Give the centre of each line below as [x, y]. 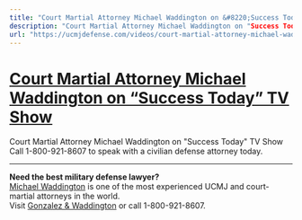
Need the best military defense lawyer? [84, 177]
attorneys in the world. [78, 196]
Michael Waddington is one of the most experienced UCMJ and [127, 187]
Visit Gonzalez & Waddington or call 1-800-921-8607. [108, 206]
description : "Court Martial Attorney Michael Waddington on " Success [144, 26]
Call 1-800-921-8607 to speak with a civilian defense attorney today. [136, 151]
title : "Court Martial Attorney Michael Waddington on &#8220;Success [144, 18]
